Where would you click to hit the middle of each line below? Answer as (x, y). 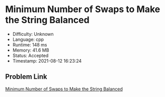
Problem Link (26, 77)
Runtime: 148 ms (30, 44)
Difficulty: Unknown (33, 34)
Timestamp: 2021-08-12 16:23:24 (47, 61)
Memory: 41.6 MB (31, 50)
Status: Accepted (30, 55)
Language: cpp (28, 39)
